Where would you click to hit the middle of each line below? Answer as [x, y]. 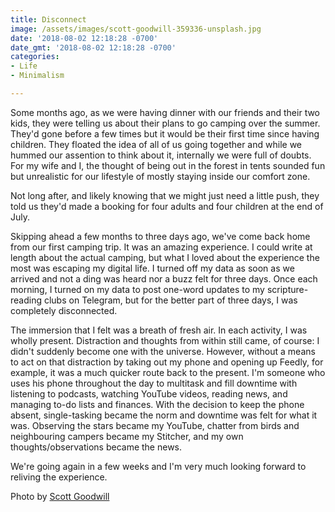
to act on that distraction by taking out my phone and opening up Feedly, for [167, 362]
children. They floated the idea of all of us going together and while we [156, 144]
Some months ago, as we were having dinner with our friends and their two [165, 112]
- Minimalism [37, 76]
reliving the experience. [59, 477]
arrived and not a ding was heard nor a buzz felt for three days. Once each [164, 278]
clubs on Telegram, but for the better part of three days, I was [170, 300]
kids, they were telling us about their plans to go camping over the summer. [165, 123]
